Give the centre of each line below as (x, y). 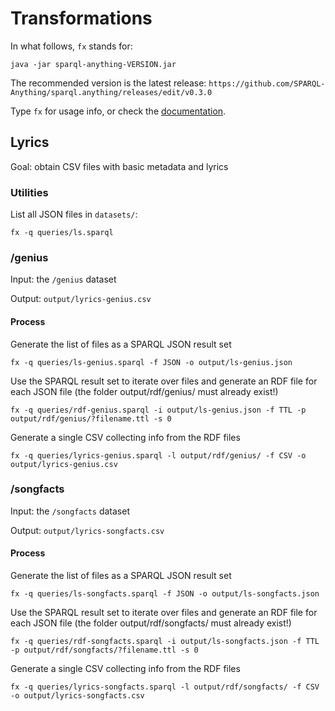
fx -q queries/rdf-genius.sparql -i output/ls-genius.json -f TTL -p (158, 410)
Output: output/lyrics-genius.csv (81, 299)
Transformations (81, 18)
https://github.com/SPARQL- (267, 83)
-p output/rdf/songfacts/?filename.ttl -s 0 (104, 650)
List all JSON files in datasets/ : (74, 214)
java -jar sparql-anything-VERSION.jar (93, 64)
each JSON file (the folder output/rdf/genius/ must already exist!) (144, 391)
